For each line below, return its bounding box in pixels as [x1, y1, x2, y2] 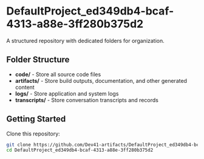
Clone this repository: [6, 130, 61, 137]
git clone [6, 141, 32, 148]
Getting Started [6, 114, 66, 125]
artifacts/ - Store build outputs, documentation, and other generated [15, 77, 187, 84]
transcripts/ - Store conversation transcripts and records [15, 96, 159, 103]
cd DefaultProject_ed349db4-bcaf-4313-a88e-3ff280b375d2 [6, 147, 154, 154]
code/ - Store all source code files [15, 71, 101, 78]
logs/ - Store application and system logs [15, 89, 119, 97]
